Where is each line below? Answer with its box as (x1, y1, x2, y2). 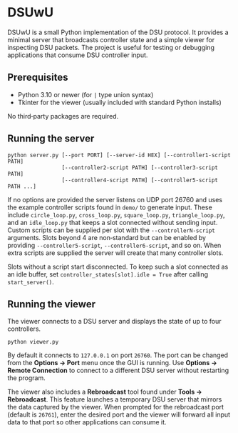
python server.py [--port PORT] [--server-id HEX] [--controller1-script (7, 151, 232, 159)
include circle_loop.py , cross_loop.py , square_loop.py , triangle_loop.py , (7, 210, 226, 219)
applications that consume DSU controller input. (7, 51, 148, 59)
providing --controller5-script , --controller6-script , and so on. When (7, 241, 222, 249)
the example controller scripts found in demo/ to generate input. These (7, 203, 212, 211)
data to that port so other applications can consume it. (7, 418, 167, 427)
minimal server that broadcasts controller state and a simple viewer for (7, 35, 215, 44)
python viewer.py (7, 339, 59, 346)
